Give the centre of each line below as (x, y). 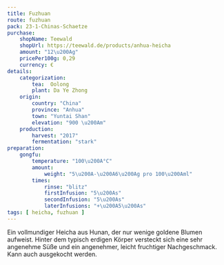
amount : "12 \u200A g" (49, 52)
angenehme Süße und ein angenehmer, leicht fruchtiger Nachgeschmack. (112, 246)
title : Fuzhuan (29, 13)
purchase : (21, 33)
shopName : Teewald (46, 39)
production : (37, 129)
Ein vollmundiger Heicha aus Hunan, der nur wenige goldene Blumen (105, 232)
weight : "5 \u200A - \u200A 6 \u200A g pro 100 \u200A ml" (118, 174)
